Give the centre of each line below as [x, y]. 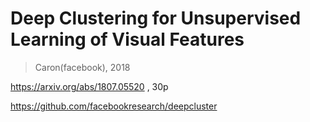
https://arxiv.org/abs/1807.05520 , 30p [89, 86]
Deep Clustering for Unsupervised [156, 18]
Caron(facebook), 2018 [82, 67]
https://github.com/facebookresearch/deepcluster [114, 106]
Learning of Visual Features [127, 39]
